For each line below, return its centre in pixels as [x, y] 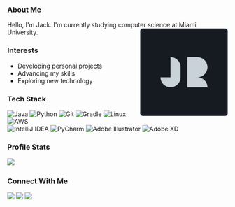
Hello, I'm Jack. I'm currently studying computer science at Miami [102, 25]
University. [23, 32]
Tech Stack [27, 99]
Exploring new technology [55, 80]
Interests [23, 50]
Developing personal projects [60, 66]
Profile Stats [29, 147]
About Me [24, 10]
